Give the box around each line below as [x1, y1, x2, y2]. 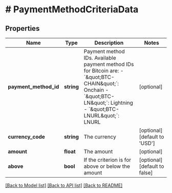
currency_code [8, 133, 45, 140]
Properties [5, 24, 40, 33]
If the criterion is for [83, 157, 132, 163]
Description [94, 40, 124, 46]
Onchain [83, 86, 104, 93]
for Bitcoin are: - [83, 67, 124, 74]
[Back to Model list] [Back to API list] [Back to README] [5, 182, 123, 188]
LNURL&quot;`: [83, 112, 119, 119]
